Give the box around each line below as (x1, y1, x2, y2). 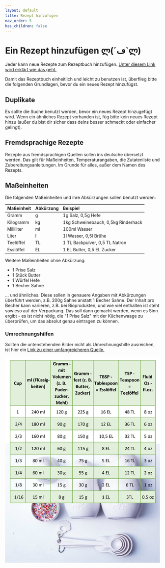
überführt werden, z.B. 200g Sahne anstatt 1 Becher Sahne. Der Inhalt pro (5, 298, 155, 303)
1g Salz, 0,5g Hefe (63, 213, 101, 218)
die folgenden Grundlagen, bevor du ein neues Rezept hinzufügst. (5, 81, 138, 87)
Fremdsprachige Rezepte (5, 138, 84, 147)
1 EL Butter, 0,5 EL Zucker (63, 246, 116, 252)
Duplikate (5, 96, 35, 104)
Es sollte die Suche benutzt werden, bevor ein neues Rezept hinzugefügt (5, 108, 152, 114)
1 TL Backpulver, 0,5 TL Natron (63, 240, 127, 245)
